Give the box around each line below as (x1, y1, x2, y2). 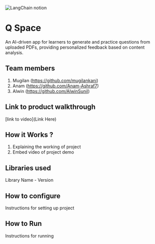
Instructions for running (5, 232, 54, 238)
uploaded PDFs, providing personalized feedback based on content (5, 44, 145, 50)
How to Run (5, 219, 42, 228)
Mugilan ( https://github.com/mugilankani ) (12, 77, 99, 83)
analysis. (5, 49, 24, 55)
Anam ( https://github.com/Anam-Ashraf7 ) (12, 83, 99, 89)
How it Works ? (5, 131, 54, 139)
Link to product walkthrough (5, 103, 96, 111)
